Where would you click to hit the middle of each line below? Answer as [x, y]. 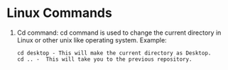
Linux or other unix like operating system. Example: [92, 40]
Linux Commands [60, 13]
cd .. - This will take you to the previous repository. [104, 59]
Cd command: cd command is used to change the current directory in [119, 33]
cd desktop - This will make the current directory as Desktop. [114, 53]
